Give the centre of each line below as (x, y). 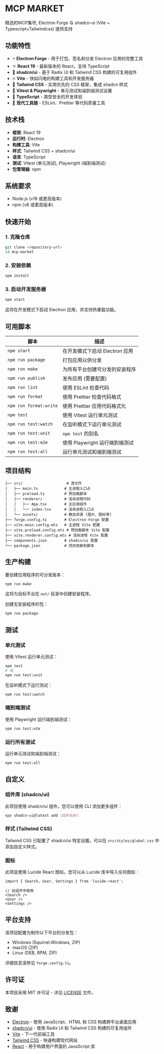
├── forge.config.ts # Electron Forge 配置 (57, 520)
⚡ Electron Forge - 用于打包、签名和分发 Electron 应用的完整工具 (78, 58)
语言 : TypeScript (29, 157)
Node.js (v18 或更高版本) (37, 199)
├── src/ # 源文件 (44, 483)
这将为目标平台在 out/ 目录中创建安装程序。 (49, 594)
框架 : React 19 (26, 132)
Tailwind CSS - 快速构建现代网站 (45, 1040)
